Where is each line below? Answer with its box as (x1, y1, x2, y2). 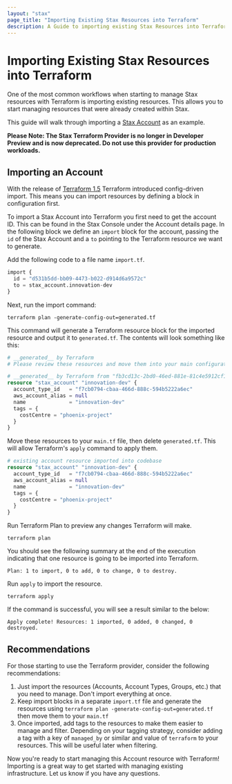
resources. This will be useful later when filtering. (17, 740, 158, 749)
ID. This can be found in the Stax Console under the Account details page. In (7, 220, 225, 229)
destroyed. (7, 624, 39, 632)
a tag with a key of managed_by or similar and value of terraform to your (17, 734, 219, 742)
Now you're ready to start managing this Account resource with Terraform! (7, 754, 220, 763)
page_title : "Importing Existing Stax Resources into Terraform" (7, 17, 199, 23)
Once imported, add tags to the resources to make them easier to (17, 719, 204, 727)
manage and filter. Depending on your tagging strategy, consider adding (17, 726, 223, 734)
